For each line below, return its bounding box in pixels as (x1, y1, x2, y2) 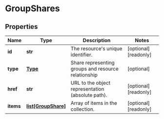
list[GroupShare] (26, 103, 66, 109)
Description (82, 37, 111, 44)
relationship (70, 71, 98, 78)
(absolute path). (70, 92, 107, 98)
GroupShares (5, 3, 60, 14)
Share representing (70, 59, 115, 66)
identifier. (70, 51, 93, 58)
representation (70, 86, 104, 92)
